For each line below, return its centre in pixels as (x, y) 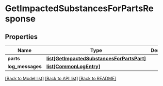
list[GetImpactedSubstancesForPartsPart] (96, 59)
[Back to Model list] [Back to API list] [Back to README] (61, 78)
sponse (20, 19)
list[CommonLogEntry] (73, 66)
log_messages (25, 66)
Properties (21, 37)
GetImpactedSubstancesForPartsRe (79, 9)
